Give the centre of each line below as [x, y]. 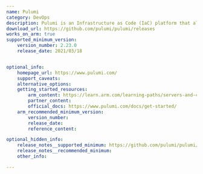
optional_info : [25, 67]
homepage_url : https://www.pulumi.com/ [67, 73]
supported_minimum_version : [42, 40]
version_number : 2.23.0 [47, 46]
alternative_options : [44, 84]
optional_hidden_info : [35, 140]
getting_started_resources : [52, 90]
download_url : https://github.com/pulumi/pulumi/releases [81, 29]
